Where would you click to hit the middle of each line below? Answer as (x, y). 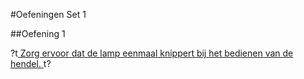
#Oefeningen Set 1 (48, 14)
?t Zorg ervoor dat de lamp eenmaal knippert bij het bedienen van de (152, 53)
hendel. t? (31, 63)
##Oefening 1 (38, 33)
